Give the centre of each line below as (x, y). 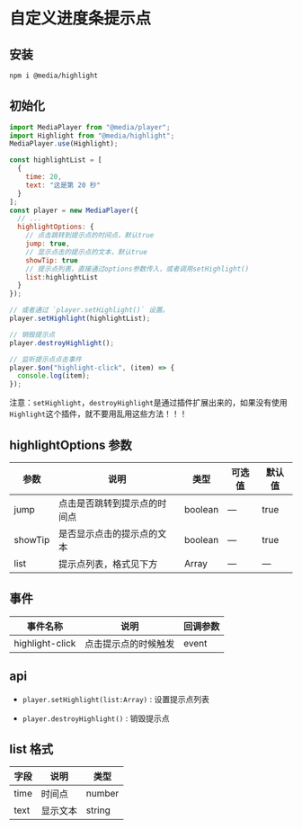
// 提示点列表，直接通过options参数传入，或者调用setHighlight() (138, 269)
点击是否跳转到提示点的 (108, 503)
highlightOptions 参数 (71, 445)
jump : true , (48, 244)
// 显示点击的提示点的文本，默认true (87, 252)
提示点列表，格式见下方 (108, 564)
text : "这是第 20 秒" (63, 185)
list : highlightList (62, 277)
